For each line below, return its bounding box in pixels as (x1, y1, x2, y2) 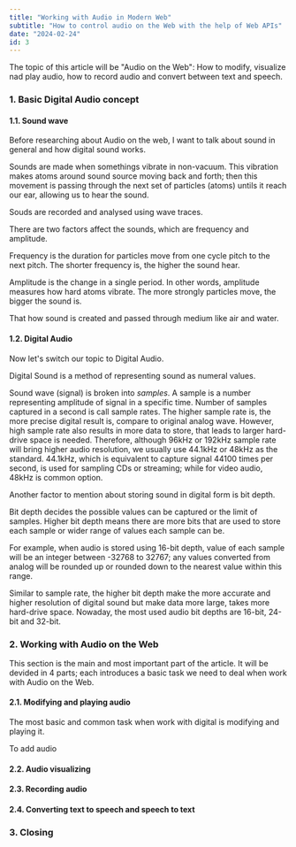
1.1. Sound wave (9, 115, 69, 126)
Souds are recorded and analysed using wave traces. (9, 207, 203, 218)
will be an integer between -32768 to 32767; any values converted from (9, 551, 271, 562)
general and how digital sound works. (9, 144, 146, 155)
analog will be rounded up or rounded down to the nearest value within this (9, 561, 283, 572)
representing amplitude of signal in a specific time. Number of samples (9, 397, 268, 407)
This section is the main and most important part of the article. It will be (9, 658, 269, 668)
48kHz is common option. (9, 472, 103, 482)
